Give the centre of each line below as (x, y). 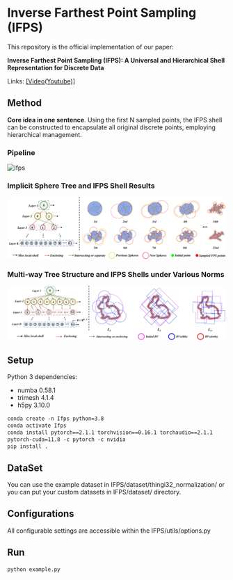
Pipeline (21, 152)
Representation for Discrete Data (56, 67)
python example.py (34, 569)
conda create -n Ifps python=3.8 (56, 419)
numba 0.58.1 (36, 390)
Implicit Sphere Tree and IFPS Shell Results (81, 186)
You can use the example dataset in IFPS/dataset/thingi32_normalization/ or (116, 484)
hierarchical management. (45, 134)
